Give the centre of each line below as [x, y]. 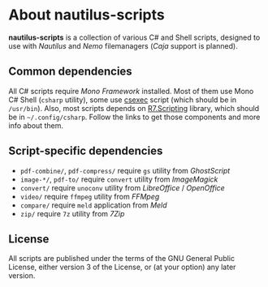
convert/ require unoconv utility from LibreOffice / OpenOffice [122, 187]
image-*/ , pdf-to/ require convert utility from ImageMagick [119, 179]
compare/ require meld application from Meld [94, 205]
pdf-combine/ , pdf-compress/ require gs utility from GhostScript [125, 170]
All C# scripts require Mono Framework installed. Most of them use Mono [131, 91]
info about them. [36, 125]
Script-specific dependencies [86, 151]
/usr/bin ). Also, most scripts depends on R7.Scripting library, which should [134, 108]
